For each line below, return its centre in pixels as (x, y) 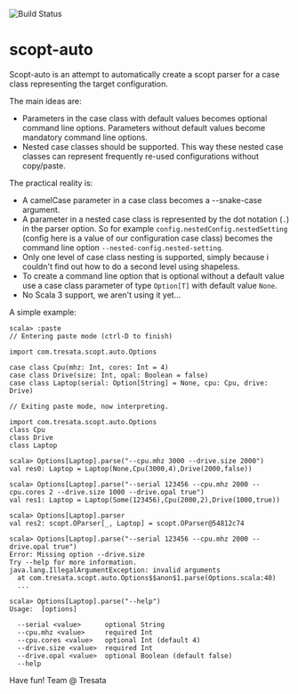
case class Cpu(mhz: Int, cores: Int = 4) (89, 367)
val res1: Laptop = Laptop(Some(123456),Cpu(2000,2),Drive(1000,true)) (145, 500)
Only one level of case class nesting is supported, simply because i (145, 257)
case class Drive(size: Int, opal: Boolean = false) (109, 375)
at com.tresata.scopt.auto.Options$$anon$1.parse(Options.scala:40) (147, 578)
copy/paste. (44, 166)
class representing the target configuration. (89, 84)
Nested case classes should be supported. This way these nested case (153, 146)
